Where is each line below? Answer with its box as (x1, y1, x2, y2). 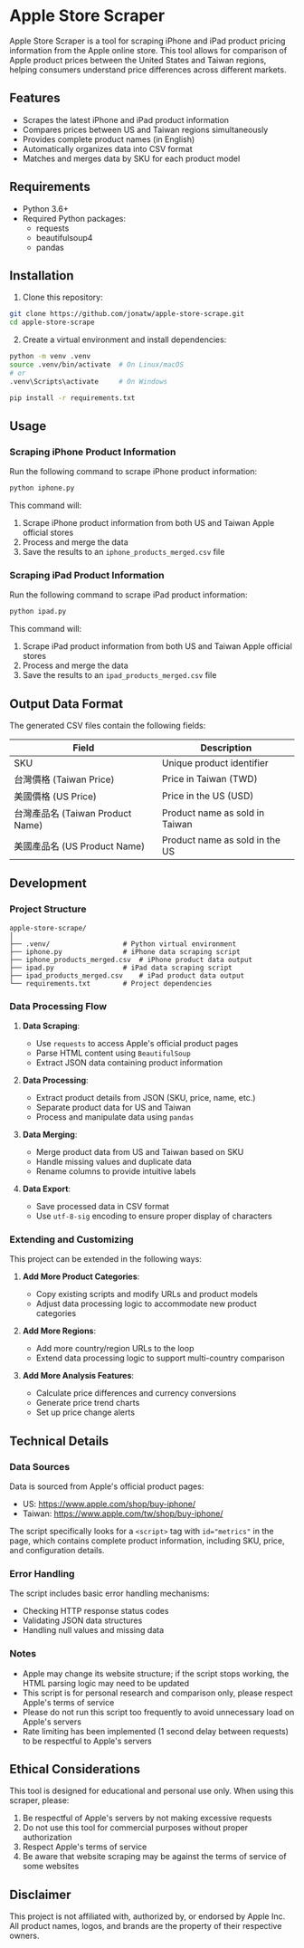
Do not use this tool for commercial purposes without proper (22, 1822, 249, 1833)
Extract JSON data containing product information (35, 1057, 223, 1068)
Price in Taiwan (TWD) (161, 773, 258, 786)
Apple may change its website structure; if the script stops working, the (22, 1667, 290, 1679)
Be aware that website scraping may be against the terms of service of (22, 1851, 287, 1862)
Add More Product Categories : (22, 1271, 140, 1282)
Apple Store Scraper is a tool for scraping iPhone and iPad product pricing (9, 35, 286, 46)
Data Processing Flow (9, 999, 107, 1012)
